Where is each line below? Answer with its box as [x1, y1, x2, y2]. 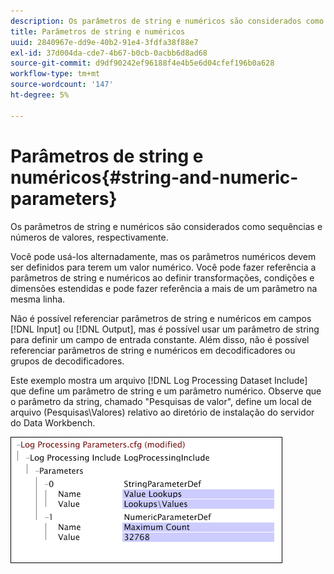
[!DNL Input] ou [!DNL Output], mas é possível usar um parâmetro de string [10, 323, 320, 335]
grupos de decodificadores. [10, 355, 125, 367]
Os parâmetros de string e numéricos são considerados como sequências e [10, 220, 323, 232]
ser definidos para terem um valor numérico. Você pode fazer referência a [10, 261, 317, 273]
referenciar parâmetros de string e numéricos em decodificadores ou [10, 344, 296, 356]
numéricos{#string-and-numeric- [10, 166, 299, 189]
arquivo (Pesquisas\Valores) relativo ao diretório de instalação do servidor [10, 406, 315, 418]
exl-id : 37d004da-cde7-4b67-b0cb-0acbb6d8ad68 [10, 48, 208, 58]
